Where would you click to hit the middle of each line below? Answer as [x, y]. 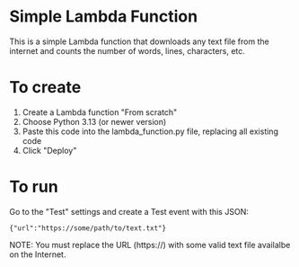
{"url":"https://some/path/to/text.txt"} [88, 228]
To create [45, 88]
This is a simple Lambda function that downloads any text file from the [139, 41]
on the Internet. [38, 254]
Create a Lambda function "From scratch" [100, 112]
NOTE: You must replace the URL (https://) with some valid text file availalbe [150, 245]
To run [34, 187]
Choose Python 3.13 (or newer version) [94, 121]
